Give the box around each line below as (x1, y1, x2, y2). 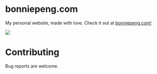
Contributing (5, 47, 59, 58)
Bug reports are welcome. (5, 63, 58, 69)
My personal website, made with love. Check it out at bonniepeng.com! (5, 20, 151, 26)
